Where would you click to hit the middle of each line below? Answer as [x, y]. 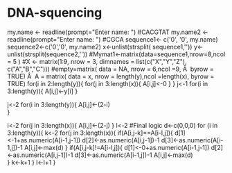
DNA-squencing [55, 13]
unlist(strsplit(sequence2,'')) [47, 54]
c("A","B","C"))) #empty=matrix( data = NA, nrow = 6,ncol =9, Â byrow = [110, 69]
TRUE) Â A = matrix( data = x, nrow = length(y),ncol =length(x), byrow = [111, 76]
